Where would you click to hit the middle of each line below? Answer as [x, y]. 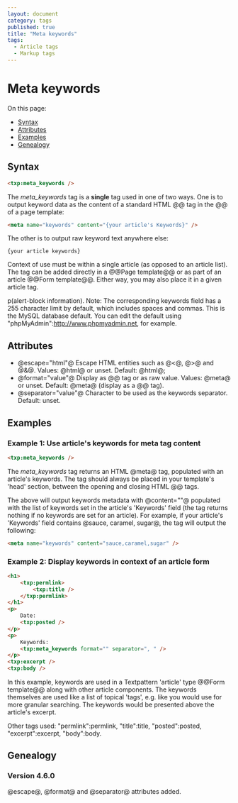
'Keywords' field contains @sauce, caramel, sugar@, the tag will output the [117, 523]
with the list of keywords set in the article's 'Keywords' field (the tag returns [118, 507]
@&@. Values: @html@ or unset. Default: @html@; [91, 370]
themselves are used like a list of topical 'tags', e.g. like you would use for [114, 697]
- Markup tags [34, 54]
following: [22, 530]
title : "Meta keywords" [42, 34]
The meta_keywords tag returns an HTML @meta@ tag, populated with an [116, 471]
